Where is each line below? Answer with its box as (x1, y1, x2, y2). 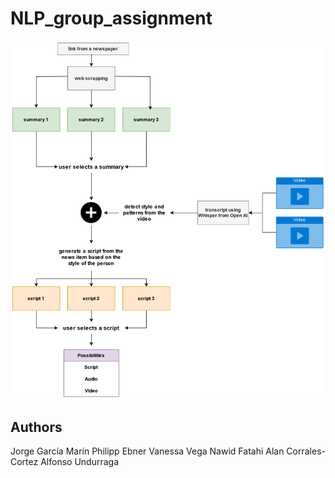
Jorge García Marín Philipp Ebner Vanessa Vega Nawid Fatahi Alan (10, 445, 285, 457)
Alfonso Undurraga (40, 456, 119, 468)
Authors (10, 418, 63, 436)
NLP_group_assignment (10, 7, 213, 30)
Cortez (10, 456, 39, 468)
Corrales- (286, 445, 326, 457)
